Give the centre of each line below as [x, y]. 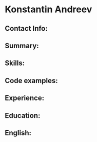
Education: [23, 116]
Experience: [25, 98]
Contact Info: [26, 28]
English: [18, 133]
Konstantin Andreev [48, 9]
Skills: [15, 63]
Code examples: [31, 80]
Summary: [22, 45]
